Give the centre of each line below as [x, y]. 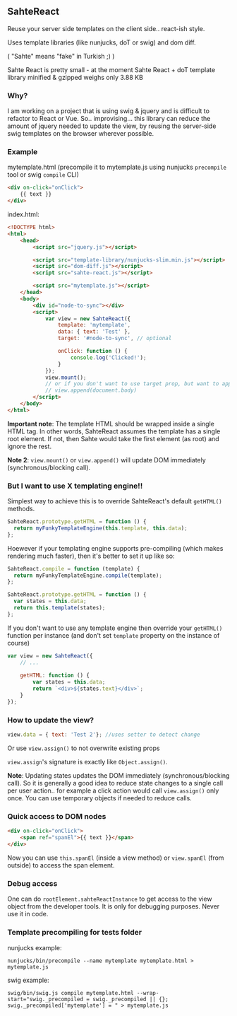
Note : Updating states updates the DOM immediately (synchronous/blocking [119, 776]
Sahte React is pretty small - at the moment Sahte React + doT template [111, 69]
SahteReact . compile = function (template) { [74, 568]
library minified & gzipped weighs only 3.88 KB [75, 77]
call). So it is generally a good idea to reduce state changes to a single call [115, 783]
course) [19, 643]
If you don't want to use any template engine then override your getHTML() [115, 628]
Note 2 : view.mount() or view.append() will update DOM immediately [107, 460]
